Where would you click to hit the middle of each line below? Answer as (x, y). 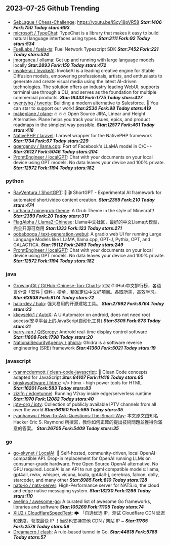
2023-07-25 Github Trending (53, 8)
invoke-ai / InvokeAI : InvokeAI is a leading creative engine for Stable (84, 71)
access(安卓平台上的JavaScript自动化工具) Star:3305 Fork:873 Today (87, 321)
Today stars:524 (31, 55)
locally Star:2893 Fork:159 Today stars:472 (60, 65)
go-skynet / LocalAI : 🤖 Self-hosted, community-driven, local (76, 453)
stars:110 (23, 496)
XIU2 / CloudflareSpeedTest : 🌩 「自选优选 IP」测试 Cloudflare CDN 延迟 (89, 513)
